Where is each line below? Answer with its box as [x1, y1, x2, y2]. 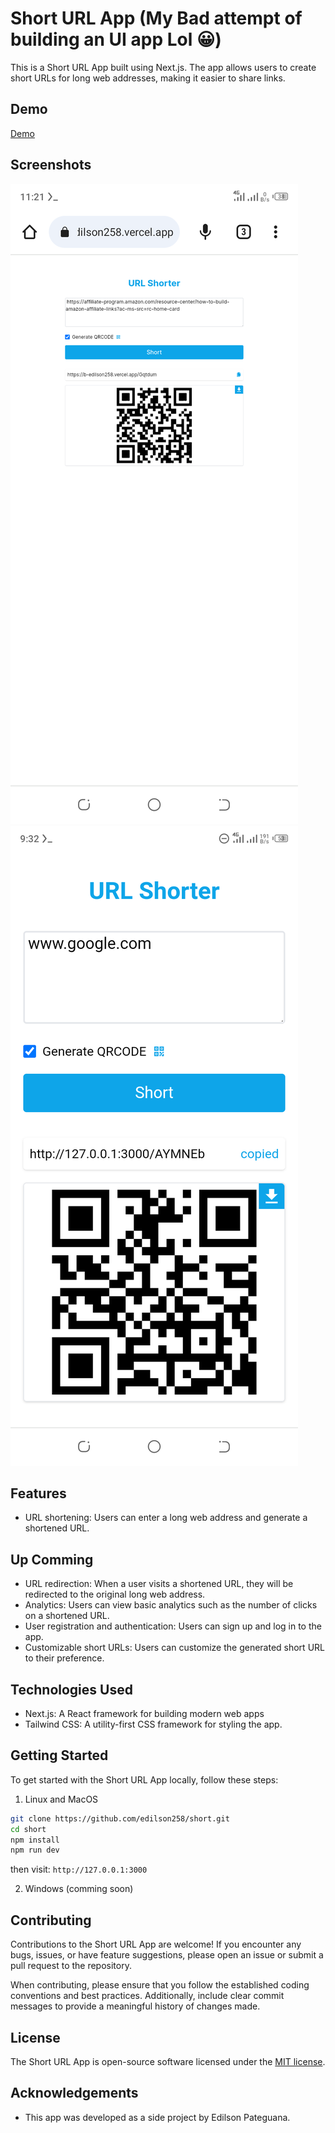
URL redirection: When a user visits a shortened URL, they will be [24, 1578, 294, 1590]
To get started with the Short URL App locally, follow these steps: [10, 1773, 279, 1786]
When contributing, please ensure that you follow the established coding [10, 1979, 310, 1991]
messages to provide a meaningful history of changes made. [10, 2000, 261, 2012]
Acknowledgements [10, 2085, 139, 2102]
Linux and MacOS [24, 1793, 99, 1805]
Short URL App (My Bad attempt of [10, 7, 303, 30]
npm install [10, 1835, 60, 1845]
